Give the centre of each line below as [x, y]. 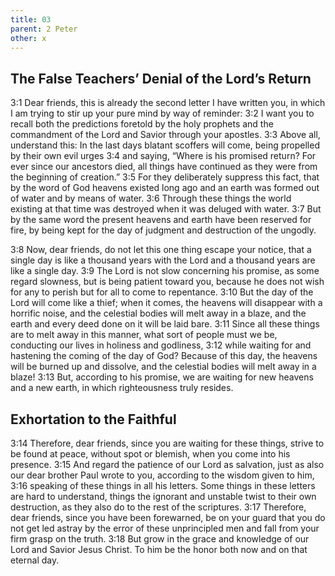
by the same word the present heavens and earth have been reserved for [161, 220]
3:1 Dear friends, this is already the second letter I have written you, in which [168, 103]
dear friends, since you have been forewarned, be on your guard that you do [168, 517]
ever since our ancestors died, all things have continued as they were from [164, 167]
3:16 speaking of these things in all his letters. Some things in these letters [163, 485]
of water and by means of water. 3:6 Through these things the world [151, 198]
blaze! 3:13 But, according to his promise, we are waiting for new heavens [162, 377]
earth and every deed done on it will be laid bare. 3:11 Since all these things [165, 324]
